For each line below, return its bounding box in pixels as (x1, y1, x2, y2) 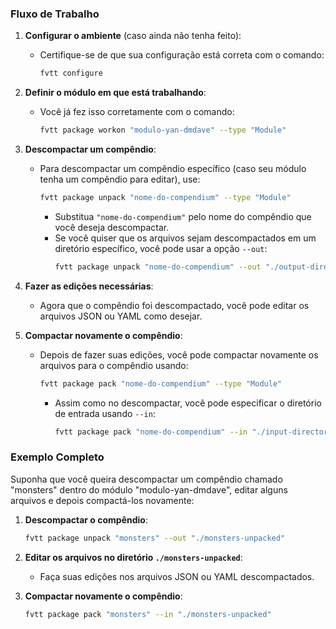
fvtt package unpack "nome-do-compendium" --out (54, 262, 262, 272)
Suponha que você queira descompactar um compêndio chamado (10, 473, 283, 485)
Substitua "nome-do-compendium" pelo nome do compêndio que (54, 210, 312, 222)
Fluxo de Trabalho (10, 7, 100, 21)
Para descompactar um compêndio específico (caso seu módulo (39, 163, 307, 175)
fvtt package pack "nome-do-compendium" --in (54, 427, 248, 437)
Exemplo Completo (10, 450, 105, 464)
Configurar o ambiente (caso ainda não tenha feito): (24, 30, 242, 42)
